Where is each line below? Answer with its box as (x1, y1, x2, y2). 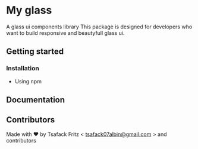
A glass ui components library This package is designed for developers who (6, 23, 193, 30)
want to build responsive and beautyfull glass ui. (6, 29, 125, 36)
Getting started (6, 47, 64, 57)
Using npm (14, 77, 42, 85)
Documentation (6, 95, 65, 105)
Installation (6, 64, 40, 73)
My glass (6, 4, 52, 17)
